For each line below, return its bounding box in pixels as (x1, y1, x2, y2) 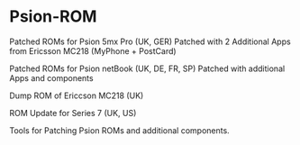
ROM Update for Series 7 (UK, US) (9, 107, 137, 118)
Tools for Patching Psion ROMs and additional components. (9, 124, 230, 136)
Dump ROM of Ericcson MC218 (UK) (9, 90, 144, 101)
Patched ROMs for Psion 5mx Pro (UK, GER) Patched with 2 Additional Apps (9, 36, 291, 47)
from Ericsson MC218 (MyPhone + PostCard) (9, 45, 177, 56)
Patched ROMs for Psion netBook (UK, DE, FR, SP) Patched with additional (9, 63, 286, 74)
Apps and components (9, 72, 94, 83)
